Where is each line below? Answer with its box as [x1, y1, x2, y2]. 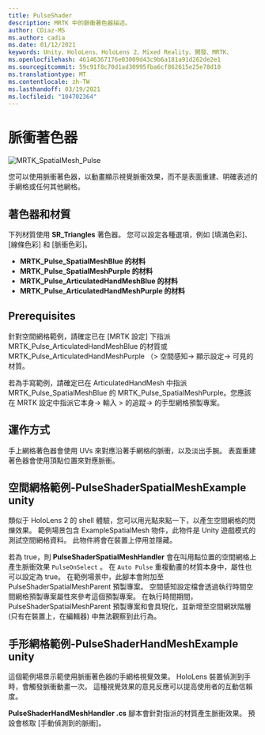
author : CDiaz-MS [8, 26, 66, 34]
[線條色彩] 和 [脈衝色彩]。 [8, 240, 93, 249]
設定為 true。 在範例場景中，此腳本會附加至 [21, 572, 165, 582]
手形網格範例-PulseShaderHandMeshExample [8, 637, 239, 650]
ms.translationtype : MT [8, 70, 87, 78]
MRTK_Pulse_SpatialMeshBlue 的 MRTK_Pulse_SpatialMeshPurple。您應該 [8, 388, 252, 397]
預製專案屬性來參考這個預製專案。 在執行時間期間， [28, 592, 198, 601]
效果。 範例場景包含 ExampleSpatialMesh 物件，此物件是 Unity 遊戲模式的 [14, 525, 256, 535]
